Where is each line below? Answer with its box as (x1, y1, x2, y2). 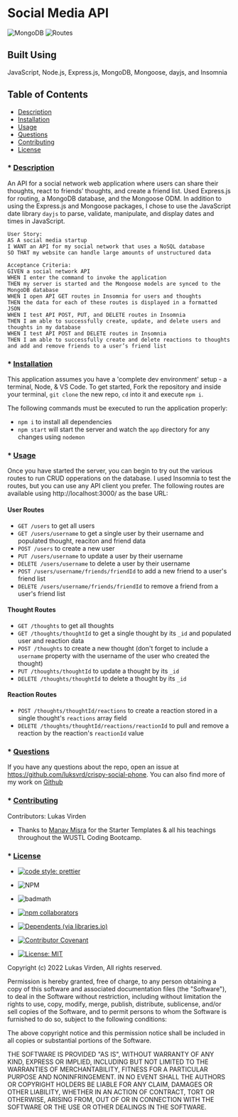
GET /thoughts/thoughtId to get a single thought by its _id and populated (17, 629, 232, 637)
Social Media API (7, 5, 109, 21)
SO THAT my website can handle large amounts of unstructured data (7, 249, 212, 257)
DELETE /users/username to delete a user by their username (17, 559, 190, 568)
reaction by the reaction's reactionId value (17, 729, 144, 738)
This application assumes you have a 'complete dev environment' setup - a (7, 375, 227, 384)
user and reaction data (17, 636, 85, 644)
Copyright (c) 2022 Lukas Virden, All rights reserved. (7, 963, 162, 971)
